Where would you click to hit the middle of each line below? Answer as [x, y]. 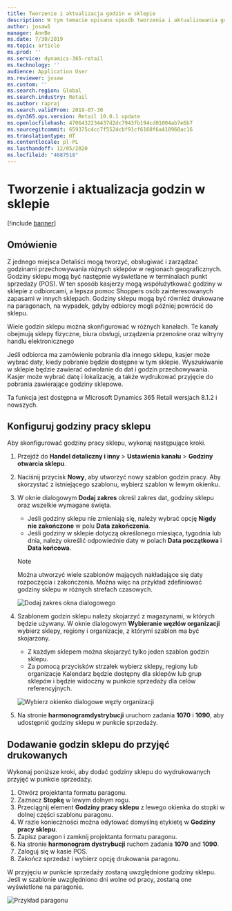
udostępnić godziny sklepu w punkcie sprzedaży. [87, 723]
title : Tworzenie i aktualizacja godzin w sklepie [81, 13]
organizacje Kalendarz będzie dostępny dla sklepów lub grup [114, 674]
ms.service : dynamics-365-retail [55, 59]
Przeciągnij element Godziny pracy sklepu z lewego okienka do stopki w [121, 807]
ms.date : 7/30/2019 [35, 39]
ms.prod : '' [24, 53]
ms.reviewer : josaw [35, 78]
